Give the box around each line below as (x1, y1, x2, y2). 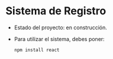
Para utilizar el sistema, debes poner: (14, 35, 105, 42)
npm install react (14, 46, 60, 53)
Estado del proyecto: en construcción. (14, 24, 108, 31)
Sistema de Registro (5, 4, 106, 18)
